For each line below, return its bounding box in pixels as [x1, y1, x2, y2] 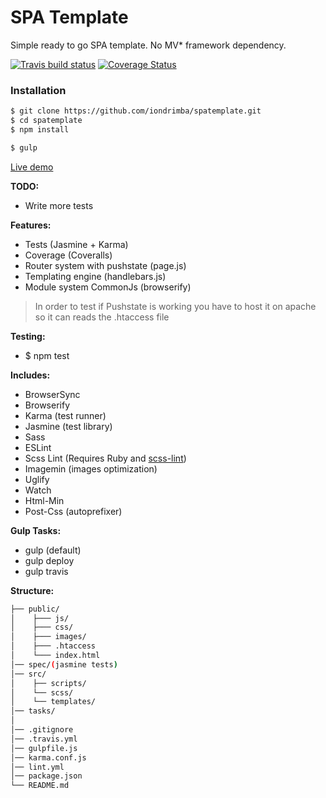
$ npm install [10, 124, 70, 135]
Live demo [10, 161, 54, 173]
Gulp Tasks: [10, 524, 62, 536]
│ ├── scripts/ [10, 678, 87, 688]
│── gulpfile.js [10, 743, 78, 753]
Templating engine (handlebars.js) [24, 270, 167, 282]
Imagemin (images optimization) [24, 462, 158, 475]
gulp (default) [24, 544, 82, 556]
